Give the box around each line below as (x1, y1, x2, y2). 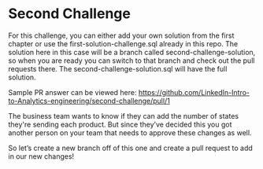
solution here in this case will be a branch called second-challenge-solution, (8, 47, 256, 57)
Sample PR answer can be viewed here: (8, 87, 137, 97)
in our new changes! (8, 151, 75, 161)
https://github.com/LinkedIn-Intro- (138, 87, 250, 97)
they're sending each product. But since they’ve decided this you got (8, 119, 232, 129)
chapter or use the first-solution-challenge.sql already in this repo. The (8, 39, 239, 48)
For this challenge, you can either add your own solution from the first (8, 31, 235, 40)
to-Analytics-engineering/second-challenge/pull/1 (8, 96, 171, 105)
